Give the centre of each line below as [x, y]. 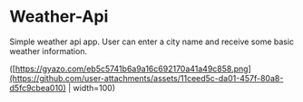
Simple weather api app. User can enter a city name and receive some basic [152, 42]
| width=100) [92, 88]
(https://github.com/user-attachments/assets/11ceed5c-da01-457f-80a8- [147, 78]
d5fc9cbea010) [38, 88]
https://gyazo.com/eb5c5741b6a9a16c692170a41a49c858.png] [133, 69]
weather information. [49, 51]
